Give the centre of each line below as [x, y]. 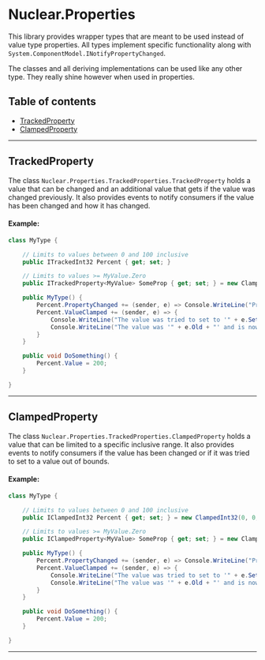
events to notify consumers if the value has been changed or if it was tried [129, 452]
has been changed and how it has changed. [79, 205]
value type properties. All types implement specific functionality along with [130, 44]
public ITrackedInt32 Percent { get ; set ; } [97, 262]
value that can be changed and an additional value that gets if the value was [132, 189]
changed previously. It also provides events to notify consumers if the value [131, 197]
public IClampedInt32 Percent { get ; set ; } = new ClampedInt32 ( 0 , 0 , [141, 517]
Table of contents [52, 101]
